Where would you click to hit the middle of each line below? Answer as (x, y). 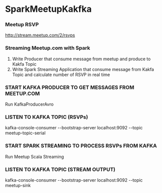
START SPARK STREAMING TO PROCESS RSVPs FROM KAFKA (81, 146)
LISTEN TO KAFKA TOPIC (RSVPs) (47, 117)
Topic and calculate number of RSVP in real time (61, 75)
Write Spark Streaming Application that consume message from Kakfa (83, 69)
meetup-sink (18, 185)
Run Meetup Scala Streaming (35, 156)
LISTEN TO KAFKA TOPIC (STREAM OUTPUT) (60, 169)
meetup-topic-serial (25, 133)
